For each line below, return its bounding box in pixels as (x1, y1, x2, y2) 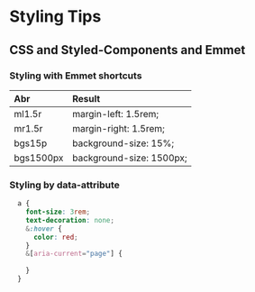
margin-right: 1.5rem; (71, 122, 165, 134)
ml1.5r (14, 107, 42, 120)
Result (71, 92, 101, 105)
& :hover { (25, 224, 63, 233)
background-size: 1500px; (71, 151, 187, 164)
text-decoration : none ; (25, 215, 115, 224)
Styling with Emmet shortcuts (9, 69, 142, 82)
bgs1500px (14, 151, 64, 164)
